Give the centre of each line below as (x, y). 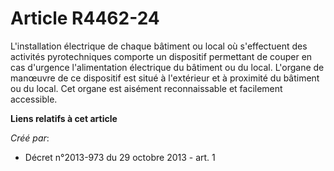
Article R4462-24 (85, 18)
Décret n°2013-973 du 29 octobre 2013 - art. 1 (120, 157)
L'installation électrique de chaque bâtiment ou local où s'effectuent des (159, 46)
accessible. (34, 99)
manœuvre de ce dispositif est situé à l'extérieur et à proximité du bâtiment (165, 78)
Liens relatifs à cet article (64, 118)
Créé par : (30, 138)
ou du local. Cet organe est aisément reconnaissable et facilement (146, 88)
